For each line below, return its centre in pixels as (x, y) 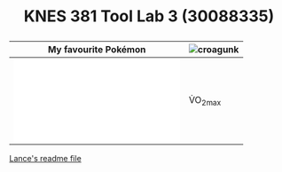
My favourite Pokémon (97, 50)
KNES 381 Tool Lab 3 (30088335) (149, 16)
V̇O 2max (205, 100)
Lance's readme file (45, 159)
